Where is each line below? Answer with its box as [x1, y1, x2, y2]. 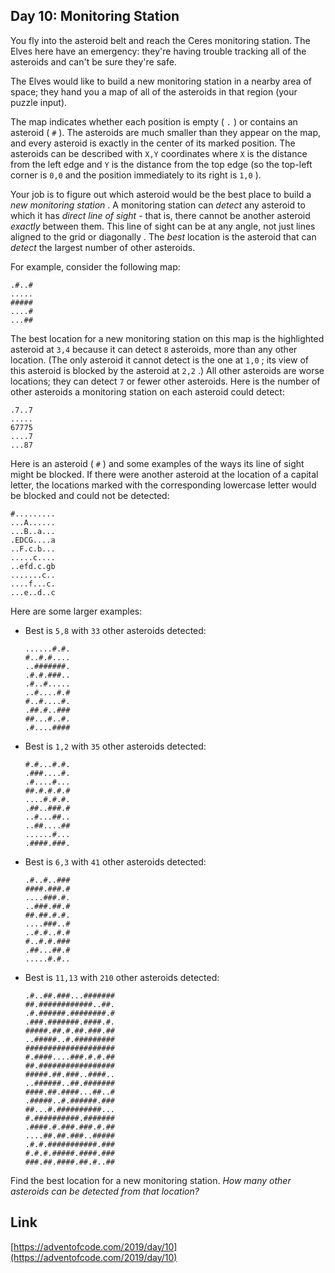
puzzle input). [10, 96, 68, 108]
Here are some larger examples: [10, 605, 143, 617]
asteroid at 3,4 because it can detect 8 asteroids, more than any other [10, 343, 298, 355]
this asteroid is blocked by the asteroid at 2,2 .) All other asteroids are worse [10, 364, 325, 376]
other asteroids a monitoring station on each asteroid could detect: [10, 385, 285, 398]
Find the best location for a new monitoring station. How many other [10, 1174, 292, 1186]
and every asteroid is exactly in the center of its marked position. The [10, 137, 296, 149]
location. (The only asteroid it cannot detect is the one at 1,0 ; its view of [10, 354, 309, 366]
